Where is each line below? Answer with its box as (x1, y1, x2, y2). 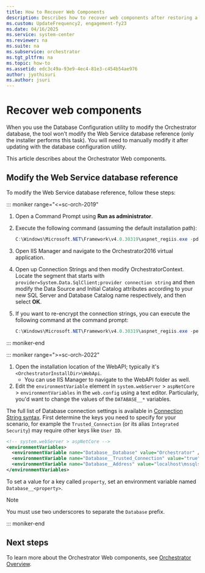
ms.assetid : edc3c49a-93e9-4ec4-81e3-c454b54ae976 (6, 65, 138, 72)
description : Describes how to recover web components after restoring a (6, 15, 198, 21)
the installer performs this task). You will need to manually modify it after (6, 137, 189, 144)
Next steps (6, 538, 49, 548)
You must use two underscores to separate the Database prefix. (6, 508, 165, 515)
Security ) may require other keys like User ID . (6, 426, 122, 434)
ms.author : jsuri (6, 77, 51, 83)
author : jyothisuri (6, 71, 56, 78)
